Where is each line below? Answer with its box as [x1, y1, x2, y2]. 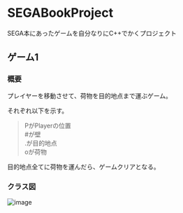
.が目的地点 [24, 139, 57, 147]
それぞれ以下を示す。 [7, 106, 68, 115]
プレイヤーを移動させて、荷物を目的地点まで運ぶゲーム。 [7, 91, 173, 99]
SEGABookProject [7, 5, 114, 21]
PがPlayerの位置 [24, 121, 71, 130]
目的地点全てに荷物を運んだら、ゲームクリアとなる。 [7, 163, 160, 171]
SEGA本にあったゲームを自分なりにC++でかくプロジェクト [7, 29, 177, 37]
